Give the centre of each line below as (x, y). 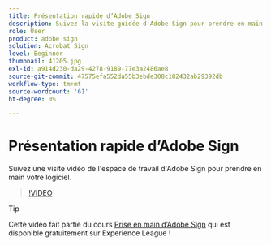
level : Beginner (36, 54)
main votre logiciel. (40, 177)
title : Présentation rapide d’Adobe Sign (80, 16)
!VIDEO (40, 193)
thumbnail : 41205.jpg (45, 62)
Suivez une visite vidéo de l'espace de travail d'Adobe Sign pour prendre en (135, 169)
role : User (27, 31)
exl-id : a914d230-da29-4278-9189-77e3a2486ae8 (88, 69)
